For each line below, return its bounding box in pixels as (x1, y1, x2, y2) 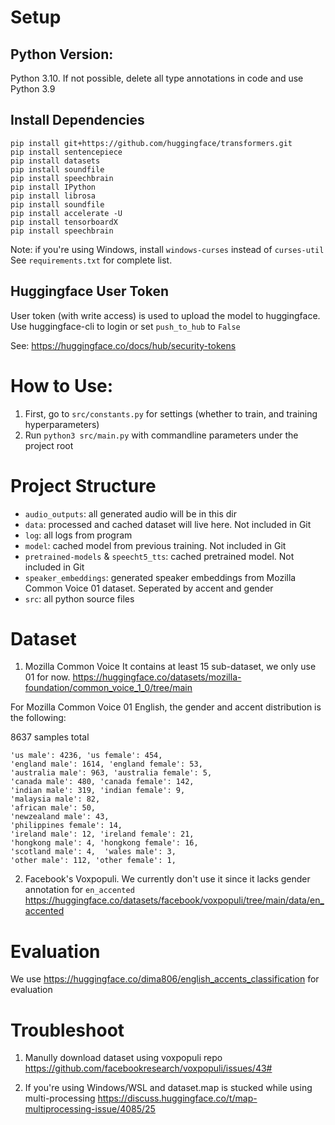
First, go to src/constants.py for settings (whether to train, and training (24, 407, 318, 420)
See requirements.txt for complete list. (10, 254, 173, 266)
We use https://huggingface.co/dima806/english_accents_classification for (10, 973, 320, 985)
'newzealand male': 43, (10, 812, 110, 822)
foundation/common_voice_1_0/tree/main (24, 682, 193, 694)
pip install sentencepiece (10, 147, 123, 157)
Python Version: (10, 46, 114, 63)
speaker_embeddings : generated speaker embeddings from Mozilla (24, 571, 297, 583)
